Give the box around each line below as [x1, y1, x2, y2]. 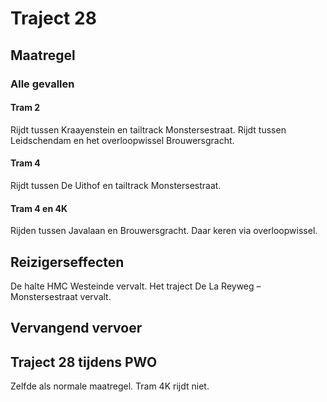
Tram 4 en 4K [10, 202, 68, 214]
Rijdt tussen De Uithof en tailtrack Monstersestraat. [10, 179, 222, 191]
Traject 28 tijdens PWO [10, 353, 158, 371]
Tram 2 [10, 102, 41, 114]
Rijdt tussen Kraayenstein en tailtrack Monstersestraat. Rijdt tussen [10, 123, 287, 136]
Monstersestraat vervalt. [10, 290, 112, 302]
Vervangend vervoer [10, 320, 143, 337]
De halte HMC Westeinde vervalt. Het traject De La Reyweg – [10, 280, 262, 292]
